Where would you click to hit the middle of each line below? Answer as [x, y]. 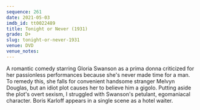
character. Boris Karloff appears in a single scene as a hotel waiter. [90, 100]
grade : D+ [19, 34]
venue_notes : [23, 51]
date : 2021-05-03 [28, 18]
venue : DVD [20, 46]
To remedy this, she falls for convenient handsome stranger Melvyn [91, 81]
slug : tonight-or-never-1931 [43, 40]
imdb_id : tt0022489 [31, 23]
